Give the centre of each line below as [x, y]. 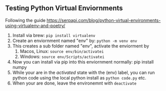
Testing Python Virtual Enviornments [64, 8]
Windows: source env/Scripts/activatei [62, 56]
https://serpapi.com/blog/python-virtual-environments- [104, 20]
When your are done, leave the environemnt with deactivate [74, 83]
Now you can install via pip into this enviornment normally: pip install [83, 61]
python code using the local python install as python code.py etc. [79, 77]
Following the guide [25, 20]
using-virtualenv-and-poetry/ [35, 25]
